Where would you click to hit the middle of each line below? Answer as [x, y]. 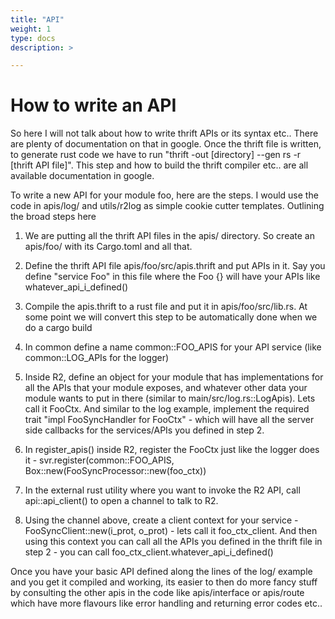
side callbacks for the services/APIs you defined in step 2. [144, 430]
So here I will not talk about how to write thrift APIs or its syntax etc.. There [164, 133]
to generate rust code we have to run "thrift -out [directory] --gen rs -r [156, 155]
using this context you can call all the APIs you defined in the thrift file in [173, 542]
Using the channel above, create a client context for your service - [161, 520]
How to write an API [93, 105]
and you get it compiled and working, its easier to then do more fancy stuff [164, 582]
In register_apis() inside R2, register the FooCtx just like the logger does [172, 450]
